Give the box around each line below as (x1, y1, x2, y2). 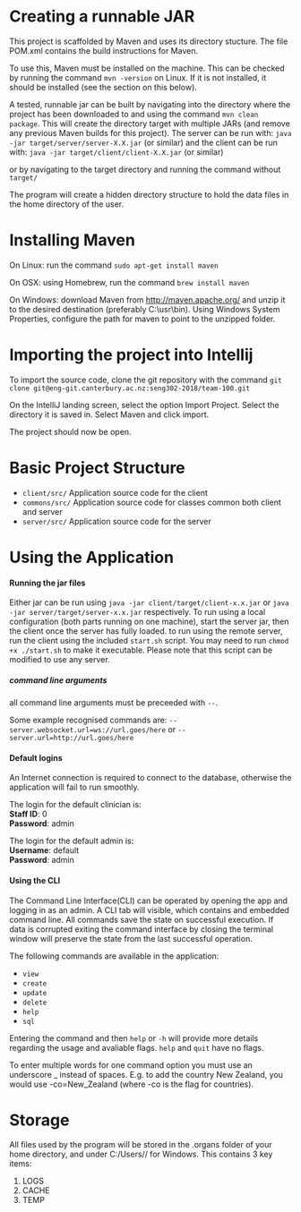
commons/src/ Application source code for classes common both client (21, 497, 282, 508)
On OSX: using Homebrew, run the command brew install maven (9, 277, 250, 287)
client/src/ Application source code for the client (21, 487, 209, 498)
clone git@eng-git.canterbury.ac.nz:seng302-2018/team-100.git (9, 383, 251, 393)
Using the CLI (9, 875, 61, 885)
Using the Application (9, 547, 175, 568)
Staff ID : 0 (9, 808, 47, 820)
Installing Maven (9, 230, 136, 251)
